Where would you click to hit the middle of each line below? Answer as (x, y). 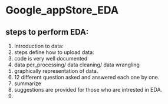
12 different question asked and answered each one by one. (87, 77)
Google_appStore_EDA (62, 10)
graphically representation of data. (56, 71)
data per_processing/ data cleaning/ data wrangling (77, 65)
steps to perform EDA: (47, 32)
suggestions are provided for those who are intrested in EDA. (88, 90)
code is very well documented (51, 58)
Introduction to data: (39, 46)
